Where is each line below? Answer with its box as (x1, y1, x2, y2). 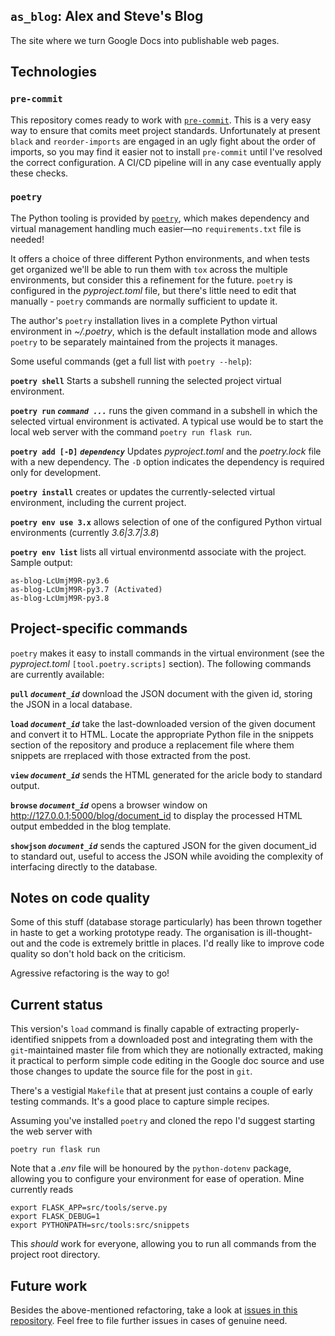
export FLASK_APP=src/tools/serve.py (10, 1203, 168, 1213)
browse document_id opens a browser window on (10, 799, 208, 811)
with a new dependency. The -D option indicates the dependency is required (10, 455, 325, 468)
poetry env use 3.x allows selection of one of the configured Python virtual (10, 515, 322, 528)
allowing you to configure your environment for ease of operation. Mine (10, 1173, 305, 1185)
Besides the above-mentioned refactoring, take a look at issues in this (10, 1304, 298, 1316)
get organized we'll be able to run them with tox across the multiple (10, 263, 288, 275)
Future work (10, 1277, 88, 1294)
